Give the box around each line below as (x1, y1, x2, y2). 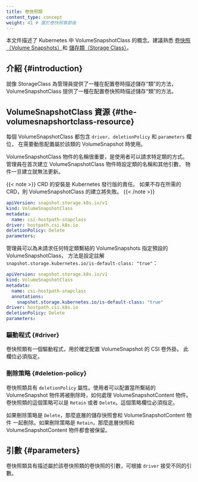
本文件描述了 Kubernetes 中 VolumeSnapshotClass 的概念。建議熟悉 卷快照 (6, 37, 191, 44)
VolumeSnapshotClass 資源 (6, 107, 111, 117)
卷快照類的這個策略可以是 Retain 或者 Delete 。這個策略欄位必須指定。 (6, 399, 178, 406)
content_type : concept (6, 14, 62, 20)
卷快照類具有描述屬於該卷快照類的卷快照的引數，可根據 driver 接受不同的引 (6, 462, 192, 470)
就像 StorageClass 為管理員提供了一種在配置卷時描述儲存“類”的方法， (6, 80, 177, 87)
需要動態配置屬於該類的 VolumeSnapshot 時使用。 (23, 140, 146, 148)
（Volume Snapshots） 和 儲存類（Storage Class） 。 (6, 44, 132, 51)
